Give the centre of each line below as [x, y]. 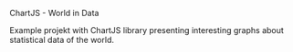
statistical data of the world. [62, 40]
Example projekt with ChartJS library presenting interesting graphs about [147, 30]
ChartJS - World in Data [54, 13]
